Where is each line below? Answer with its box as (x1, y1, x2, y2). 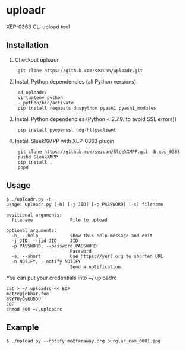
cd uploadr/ (17, 90, 48, 96)
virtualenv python (17, 94, 64, 101)
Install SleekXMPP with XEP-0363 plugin (14, 137, 115, 144)
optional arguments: (6, 227, 58, 233)
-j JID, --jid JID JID (11, 238, 78, 244)
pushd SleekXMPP (17, 154, 58, 160)
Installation (6, 40, 49, 50)
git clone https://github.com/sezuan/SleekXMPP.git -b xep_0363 (17, 149, 180, 155)
